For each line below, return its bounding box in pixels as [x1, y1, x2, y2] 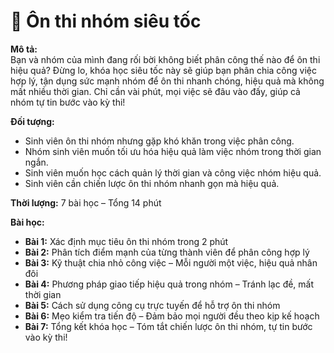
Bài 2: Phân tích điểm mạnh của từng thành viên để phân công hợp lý [24, 246, 310, 258]
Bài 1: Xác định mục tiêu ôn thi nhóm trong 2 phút [24, 235, 229, 247]
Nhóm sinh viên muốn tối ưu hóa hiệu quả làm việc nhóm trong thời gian [24, 145, 322, 157]
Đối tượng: [10, 115, 55, 127]
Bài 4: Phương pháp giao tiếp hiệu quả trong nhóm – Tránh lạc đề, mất [24, 278, 315, 290]
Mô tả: [10, 43, 38, 55]
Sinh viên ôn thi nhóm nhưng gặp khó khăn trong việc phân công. [24, 135, 295, 147]
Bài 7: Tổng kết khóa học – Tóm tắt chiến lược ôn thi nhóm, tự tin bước [24, 320, 313, 332]
